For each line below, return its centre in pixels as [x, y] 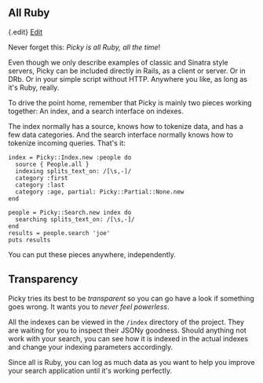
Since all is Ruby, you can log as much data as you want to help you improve [131, 362]
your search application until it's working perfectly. [90, 370]
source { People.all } [52, 164]
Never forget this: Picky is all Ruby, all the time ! [84, 47]
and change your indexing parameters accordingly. [91, 347]
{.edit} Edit [26, 31]
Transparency [43, 280]
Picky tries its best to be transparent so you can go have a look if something [131, 298]
